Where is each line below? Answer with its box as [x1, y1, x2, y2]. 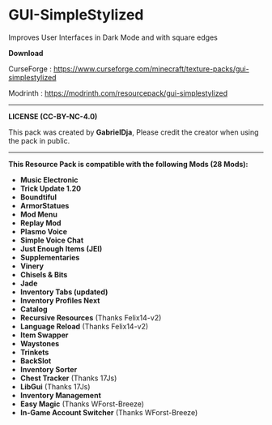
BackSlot [19, 355, 52, 366]
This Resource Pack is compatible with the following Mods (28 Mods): [8, 159, 249, 169]
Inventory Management [19, 390, 101, 400]
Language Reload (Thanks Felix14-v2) [19, 321, 149, 331]
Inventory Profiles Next [19, 295, 100, 305]
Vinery [19, 261, 45, 271]
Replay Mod [19, 217, 62, 228]
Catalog [19, 304, 48, 314]
